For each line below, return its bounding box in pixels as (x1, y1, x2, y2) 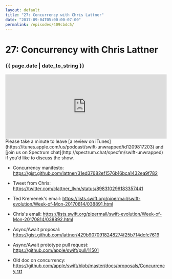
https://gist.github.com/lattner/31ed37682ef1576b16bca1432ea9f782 (12, 170, 158, 176)
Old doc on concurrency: (12, 257, 66, 263)
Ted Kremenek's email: (12, 195, 61, 201)
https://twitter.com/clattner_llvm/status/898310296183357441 (12, 185, 143, 192)
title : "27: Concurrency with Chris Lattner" (5, 12, 104, 17)
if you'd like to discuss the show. (5, 155, 74, 161)
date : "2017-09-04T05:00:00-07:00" (5, 17, 81, 22)
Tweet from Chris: (12, 180, 51, 186)
